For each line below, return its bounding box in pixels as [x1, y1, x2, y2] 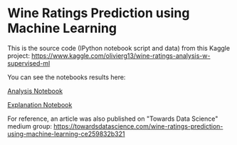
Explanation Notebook [7, 100, 73, 109]
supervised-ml [7, 59, 51, 67]
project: [7, 51, 31, 60]
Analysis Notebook [7, 86, 63, 95]
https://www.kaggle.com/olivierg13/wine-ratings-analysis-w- [31, 51, 211, 60]
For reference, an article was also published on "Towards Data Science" [7, 114, 218, 123]
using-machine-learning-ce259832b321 [7, 129, 126, 138]
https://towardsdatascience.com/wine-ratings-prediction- [53, 121, 223, 130]
